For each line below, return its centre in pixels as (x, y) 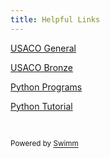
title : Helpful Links (55, 19)
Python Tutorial (41, 106)
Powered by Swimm (44, 144)
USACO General (43, 48)
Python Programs (46, 87)
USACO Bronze (42, 67)
